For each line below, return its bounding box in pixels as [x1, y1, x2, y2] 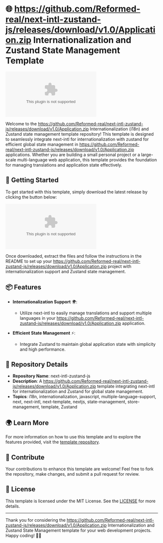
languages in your [19, 315, 56, 321]
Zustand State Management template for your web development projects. [5, 527, 152, 533]
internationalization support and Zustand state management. [5, 268, 126, 274]
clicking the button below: [5, 194, 57, 200]
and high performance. [19, 346, 66, 352]
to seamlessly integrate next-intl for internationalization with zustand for [5, 136, 149, 142]
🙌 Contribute [5, 453, 45, 461]
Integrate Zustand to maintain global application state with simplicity [19, 341, 156, 347]
